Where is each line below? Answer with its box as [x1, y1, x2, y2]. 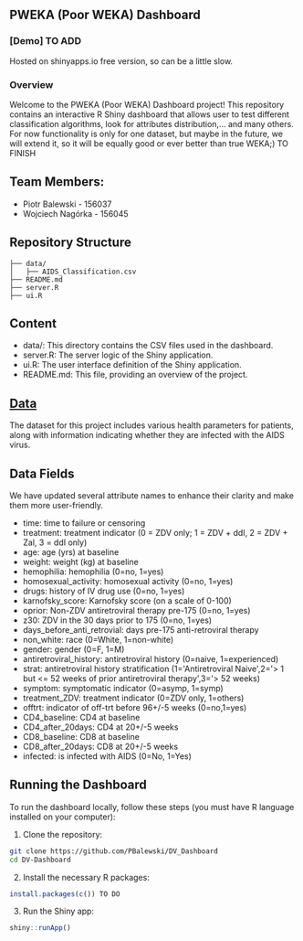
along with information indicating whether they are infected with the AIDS [9, 430, 285, 441]
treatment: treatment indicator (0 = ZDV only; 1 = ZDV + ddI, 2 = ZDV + [22, 528, 288, 539]
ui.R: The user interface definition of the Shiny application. [22, 359, 242, 370]
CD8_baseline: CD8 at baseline [22, 732, 140, 743]
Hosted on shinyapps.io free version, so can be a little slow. [9, 55, 234, 67]
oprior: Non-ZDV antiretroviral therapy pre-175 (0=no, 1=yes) [22, 605, 251, 616]
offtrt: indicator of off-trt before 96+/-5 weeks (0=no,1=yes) [22, 702, 247, 713]
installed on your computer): [9, 811, 116, 822]
